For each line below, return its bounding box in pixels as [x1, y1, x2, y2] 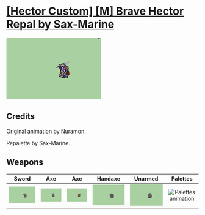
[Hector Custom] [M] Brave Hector [6, 4, 184, 18]
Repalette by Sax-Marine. [6, 139, 70, 146]
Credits [6, 111, 35, 122]
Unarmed [134, 175, 159, 183]
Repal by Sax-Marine [6, 17, 115, 31]
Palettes [171, 175, 193, 183]
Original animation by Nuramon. [6, 127, 87, 135]
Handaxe [96, 175, 121, 183]
